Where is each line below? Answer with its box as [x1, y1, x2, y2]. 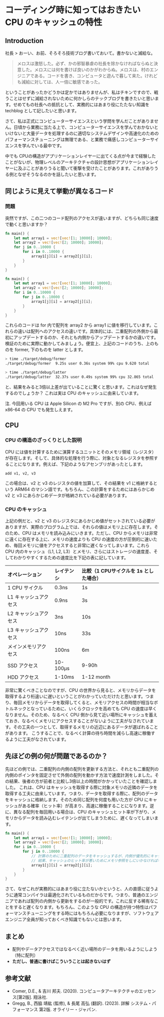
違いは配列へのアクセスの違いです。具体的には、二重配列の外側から [18, 328, 154, 334]
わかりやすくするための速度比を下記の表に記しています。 [13, 554, 128, 560]
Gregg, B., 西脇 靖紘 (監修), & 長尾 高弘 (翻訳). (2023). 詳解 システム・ [12, 1000, 152, 1006]
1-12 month [82, 673, 111, 680]
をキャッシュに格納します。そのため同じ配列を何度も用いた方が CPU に [5, 796, 149, 802]
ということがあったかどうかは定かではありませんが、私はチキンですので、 [5, 89, 154, 95]
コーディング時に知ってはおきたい [5, 4, 141, 16]
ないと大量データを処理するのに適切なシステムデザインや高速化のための [13, 130, 159, 136]
